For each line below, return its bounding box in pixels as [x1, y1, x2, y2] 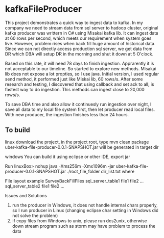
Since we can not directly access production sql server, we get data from [5, 46, 153, 52]
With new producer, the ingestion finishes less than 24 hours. [5, 111, 129, 117]
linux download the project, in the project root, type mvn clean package [5, 139, 149, 145]
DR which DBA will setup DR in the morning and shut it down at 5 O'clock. [5, 51, 154, 57]
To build [5, 126, 30, 134]
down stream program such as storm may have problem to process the [12, 223, 156, 229]
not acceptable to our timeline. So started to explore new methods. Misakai [5, 65, 157, 72]
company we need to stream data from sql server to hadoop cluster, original [5, 25, 159, 30]
